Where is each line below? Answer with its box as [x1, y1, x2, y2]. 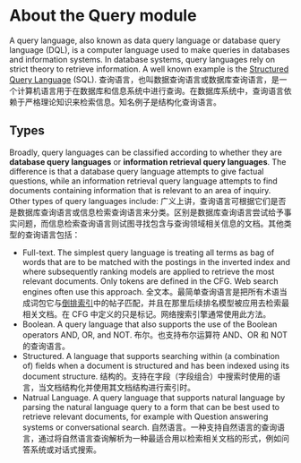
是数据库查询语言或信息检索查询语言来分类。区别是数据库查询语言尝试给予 [9, 207, 284, 218]
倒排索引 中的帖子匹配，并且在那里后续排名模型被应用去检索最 [61, 297, 289, 308]
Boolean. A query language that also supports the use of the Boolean [21, 319, 278, 330]
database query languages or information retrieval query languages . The [9, 156, 287, 167]
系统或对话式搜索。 [30, 444, 101, 455]
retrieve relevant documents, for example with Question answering [21, 411, 269, 422]
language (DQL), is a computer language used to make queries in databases [9, 44, 290, 55]
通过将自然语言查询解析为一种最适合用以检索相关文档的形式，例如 [38, 433, 282, 443]
